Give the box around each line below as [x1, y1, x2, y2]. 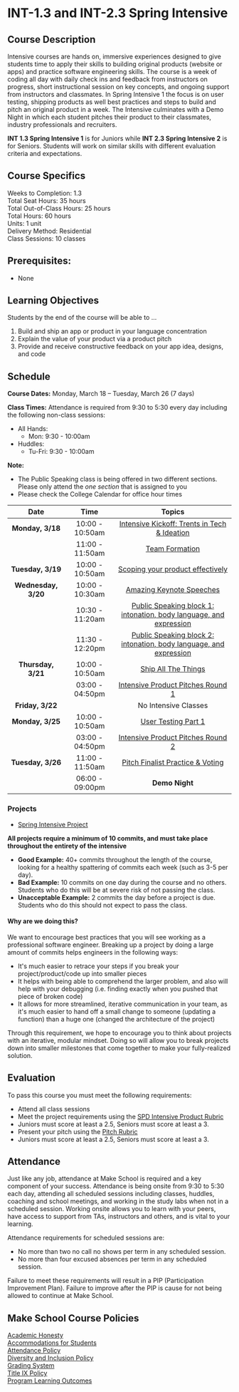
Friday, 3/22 [15, 700, 58, 710]
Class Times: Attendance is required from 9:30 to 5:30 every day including [7, 403, 228, 412]
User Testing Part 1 [140, 717, 206, 727]
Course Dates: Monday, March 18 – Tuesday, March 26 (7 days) [7, 390, 195, 398]
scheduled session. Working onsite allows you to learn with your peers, [7, 1205, 216, 1213]
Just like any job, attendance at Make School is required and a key [7, 1174, 201, 1183]
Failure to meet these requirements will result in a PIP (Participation [7, 1277, 204, 1285]
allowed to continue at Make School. [7, 1292, 114, 1300]
